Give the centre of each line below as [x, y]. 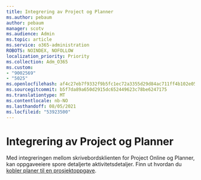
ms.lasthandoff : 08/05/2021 [41, 106]
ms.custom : [20, 67]
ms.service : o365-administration [48, 45]
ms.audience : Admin [31, 34]
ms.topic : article [29, 39]
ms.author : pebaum [29, 17]
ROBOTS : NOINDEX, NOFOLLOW [40, 51]
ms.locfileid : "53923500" [38, 112]
